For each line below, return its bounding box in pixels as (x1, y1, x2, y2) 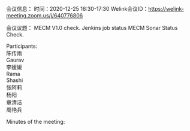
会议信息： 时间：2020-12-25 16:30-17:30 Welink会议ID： (6, 5, 149, 12)
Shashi (6, 77, 23, 84)
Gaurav (6, 56, 25, 63)
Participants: (6, 42, 38, 50)
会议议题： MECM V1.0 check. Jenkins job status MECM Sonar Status (6, 25, 178, 31)
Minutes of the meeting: (6, 118, 65, 125)
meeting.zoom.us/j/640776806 (6, 12, 83, 19)
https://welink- (147, 5, 185, 12)
